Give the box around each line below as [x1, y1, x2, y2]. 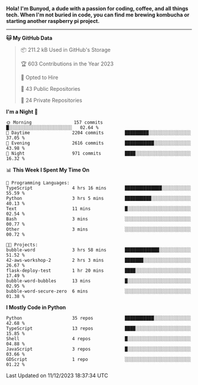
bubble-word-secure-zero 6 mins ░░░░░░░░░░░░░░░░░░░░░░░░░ [6, 288, 192, 294]
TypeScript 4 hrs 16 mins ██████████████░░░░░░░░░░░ [6, 185, 192, 191]
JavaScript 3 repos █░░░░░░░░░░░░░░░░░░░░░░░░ [6, 346, 192, 352]
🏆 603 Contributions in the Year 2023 [20, 60, 114, 67]
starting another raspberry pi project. [6, 18, 100, 24]
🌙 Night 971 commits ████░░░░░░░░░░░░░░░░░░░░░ [6, 150, 192, 156]
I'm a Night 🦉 [6, 108, 38, 115]
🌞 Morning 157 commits [6, 120, 103, 126]
